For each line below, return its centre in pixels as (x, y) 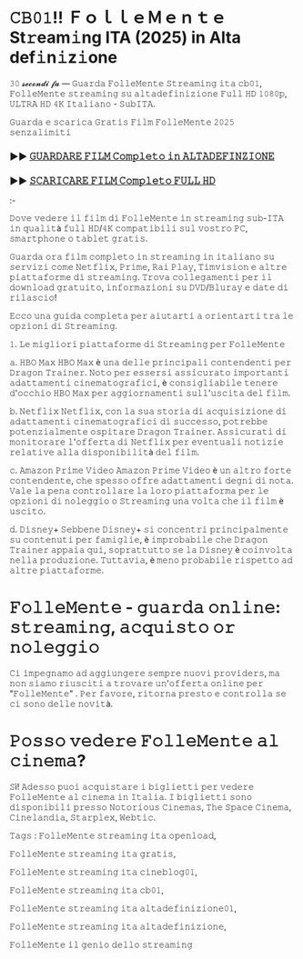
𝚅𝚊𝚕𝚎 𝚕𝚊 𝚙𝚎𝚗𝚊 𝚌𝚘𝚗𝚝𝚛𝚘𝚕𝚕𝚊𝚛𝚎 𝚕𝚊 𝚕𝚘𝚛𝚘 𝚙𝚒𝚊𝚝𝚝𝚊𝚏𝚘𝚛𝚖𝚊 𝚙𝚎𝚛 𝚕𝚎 (139, 491)
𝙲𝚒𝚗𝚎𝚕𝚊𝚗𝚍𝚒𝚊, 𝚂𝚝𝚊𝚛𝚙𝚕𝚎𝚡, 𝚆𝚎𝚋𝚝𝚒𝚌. (83, 817)
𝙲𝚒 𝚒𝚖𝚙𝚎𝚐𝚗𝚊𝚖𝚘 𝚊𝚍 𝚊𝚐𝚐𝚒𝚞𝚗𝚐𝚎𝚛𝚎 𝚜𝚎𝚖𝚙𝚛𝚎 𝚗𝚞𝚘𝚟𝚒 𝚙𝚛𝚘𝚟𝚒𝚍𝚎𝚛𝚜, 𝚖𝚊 (145, 674)
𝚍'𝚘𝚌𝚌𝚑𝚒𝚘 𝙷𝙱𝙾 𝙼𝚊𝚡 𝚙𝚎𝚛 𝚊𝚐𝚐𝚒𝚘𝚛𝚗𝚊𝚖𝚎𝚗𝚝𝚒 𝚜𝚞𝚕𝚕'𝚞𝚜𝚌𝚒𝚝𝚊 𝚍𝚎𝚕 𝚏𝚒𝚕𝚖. (150, 393)
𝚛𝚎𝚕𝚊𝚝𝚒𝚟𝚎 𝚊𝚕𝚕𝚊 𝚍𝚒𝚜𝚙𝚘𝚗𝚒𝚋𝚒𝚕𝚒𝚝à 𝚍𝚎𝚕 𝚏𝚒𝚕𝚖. (105, 452)
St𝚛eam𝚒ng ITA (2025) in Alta (125, 38)
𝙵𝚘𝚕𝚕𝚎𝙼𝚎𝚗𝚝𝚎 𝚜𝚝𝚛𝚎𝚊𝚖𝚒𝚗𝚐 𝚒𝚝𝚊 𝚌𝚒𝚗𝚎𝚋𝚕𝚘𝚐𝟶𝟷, (103, 872)
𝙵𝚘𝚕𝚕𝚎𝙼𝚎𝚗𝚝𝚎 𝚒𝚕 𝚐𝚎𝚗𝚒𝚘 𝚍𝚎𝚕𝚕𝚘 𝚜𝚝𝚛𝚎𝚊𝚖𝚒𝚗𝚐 (101, 944)
